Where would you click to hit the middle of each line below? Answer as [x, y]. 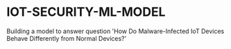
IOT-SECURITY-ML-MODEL [86, 12]
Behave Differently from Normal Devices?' [67, 38]
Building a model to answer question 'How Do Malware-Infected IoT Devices [115, 31]
